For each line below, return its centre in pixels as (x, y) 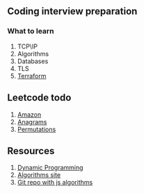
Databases (33, 61)
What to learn (31, 31)
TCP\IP (27, 46)
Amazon (29, 115)
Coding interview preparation (72, 11)
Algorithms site (39, 175)
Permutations (37, 129)
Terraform (32, 76)
